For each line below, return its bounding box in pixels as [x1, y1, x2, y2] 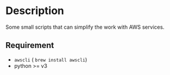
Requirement [5, 40, 54, 50]
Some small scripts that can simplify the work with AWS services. [5, 23, 165, 30]
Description [5, 4, 64, 18]
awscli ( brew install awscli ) [14, 56, 87, 63]
